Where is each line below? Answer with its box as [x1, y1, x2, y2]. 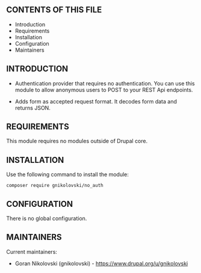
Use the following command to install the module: [6, 171, 129, 178]
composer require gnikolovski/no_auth [6, 183, 104, 189]
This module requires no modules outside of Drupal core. [6, 138, 148, 145]
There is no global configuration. [6, 215, 87, 222]
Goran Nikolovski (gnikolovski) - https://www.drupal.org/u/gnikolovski [14, 260, 188, 267]
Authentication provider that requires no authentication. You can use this [14, 79, 195, 87]
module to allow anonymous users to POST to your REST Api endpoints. [14, 86, 193, 93]
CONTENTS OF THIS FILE [6, 5, 102, 15]
